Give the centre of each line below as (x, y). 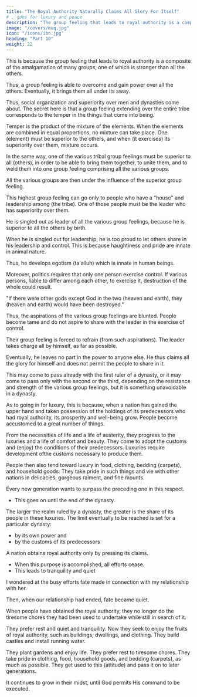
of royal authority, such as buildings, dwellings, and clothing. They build (93, 635)
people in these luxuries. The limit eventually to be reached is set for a (91, 517)
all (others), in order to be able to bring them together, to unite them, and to (97, 163)
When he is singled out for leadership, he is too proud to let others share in (96, 239)
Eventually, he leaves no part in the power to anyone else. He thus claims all (98, 357)
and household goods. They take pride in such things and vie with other (93, 471)
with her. (17, 588)
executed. (18, 688)
